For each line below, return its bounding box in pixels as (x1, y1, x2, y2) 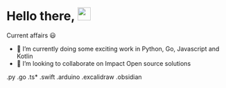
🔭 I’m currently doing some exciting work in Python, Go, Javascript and (16, 44, 220, 53)
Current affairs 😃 (6, 31, 56, 39)
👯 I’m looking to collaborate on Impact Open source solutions (16, 59, 191, 67)
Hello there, (6, 8, 75, 24)
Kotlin (16, 52, 33, 60)
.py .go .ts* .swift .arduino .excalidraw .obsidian (6, 73, 143, 81)
